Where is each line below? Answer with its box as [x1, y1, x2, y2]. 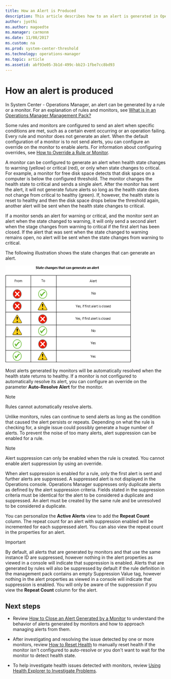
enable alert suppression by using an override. [5, 460, 103, 467]
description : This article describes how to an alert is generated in [5, 13, 158, 19]
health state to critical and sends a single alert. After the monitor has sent [5, 181, 159, 188]
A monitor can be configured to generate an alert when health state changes [5, 159, 166, 166]
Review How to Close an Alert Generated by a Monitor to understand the [12, 616, 164, 622]
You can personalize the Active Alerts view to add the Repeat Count [5, 513, 150, 519]
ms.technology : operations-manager [5, 51, 81, 56]
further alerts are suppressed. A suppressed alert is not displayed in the [5, 476, 156, 482]
